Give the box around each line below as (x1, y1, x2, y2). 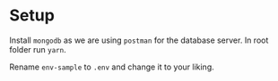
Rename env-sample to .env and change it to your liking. (9, 61, 215, 72)
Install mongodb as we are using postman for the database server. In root (9, 35, 269, 45)
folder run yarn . (9, 44, 66, 54)
